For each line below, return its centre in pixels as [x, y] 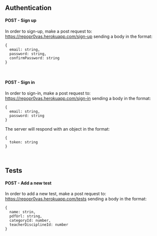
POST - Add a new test [28, 183]
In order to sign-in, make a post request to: [48, 93]
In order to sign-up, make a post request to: [49, 31]
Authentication [28, 8]
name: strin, [23, 212]
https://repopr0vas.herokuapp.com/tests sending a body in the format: [76, 199]
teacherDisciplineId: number [39, 225]
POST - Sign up [21, 20]
